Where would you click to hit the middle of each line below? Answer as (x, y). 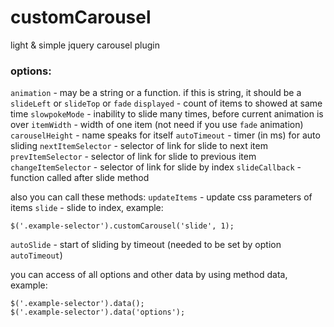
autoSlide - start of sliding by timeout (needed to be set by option (146, 245)
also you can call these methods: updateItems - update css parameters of (161, 197)
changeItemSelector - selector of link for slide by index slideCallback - (156, 167)
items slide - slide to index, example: (87, 208)
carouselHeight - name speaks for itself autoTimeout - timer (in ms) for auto (165, 135)
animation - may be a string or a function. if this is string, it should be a (156, 93)
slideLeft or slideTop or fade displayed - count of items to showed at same (166, 103)
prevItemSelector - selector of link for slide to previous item (133, 157)
